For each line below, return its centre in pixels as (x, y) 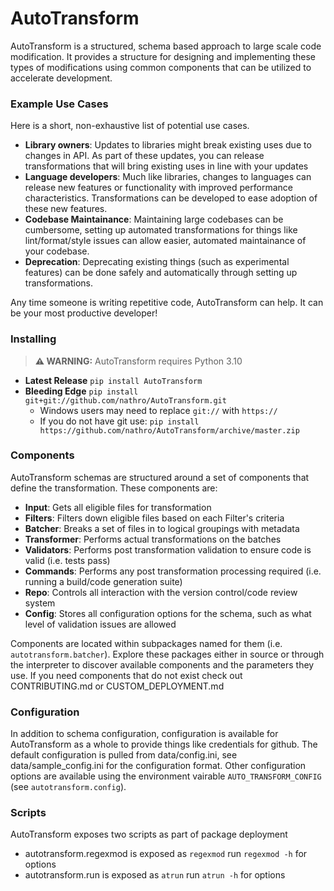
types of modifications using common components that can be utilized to (161, 67)
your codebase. (57, 251)
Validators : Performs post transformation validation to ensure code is (168, 549)
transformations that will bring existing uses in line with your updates (166, 166)
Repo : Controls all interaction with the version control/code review (161, 592)
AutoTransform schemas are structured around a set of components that (160, 477)
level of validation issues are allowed (100, 624)
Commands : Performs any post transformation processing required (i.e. (173, 571)
